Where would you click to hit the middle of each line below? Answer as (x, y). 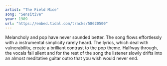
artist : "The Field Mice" (32, 10)
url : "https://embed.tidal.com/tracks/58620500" (57, 23)
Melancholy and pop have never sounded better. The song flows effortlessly (83, 37)
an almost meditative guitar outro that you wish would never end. (72, 58)
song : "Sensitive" (24, 14)
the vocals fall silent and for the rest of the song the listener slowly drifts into (84, 53)
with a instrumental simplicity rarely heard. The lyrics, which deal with (77, 43)
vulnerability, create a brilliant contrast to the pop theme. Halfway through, (82, 48)
